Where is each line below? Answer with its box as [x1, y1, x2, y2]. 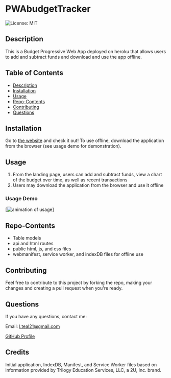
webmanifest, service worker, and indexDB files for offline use [12, 251, 144, 257]
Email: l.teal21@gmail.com [5, 323, 60, 329]
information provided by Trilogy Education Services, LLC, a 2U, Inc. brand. [5, 367, 162, 373]
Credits [5, 348, 30, 357]
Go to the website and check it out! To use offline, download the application [5, 137, 164, 144]
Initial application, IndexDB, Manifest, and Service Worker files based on [5, 361, 157, 368]
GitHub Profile [5, 333, 35, 339]
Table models [12, 235, 41, 241]
